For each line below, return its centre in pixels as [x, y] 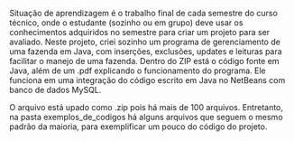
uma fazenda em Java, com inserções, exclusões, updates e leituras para [146, 52]
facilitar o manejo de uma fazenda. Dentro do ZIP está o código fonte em [144, 61]
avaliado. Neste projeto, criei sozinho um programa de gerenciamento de [145, 42]
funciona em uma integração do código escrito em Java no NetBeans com [147, 80]
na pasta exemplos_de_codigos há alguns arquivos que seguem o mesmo [146, 117]
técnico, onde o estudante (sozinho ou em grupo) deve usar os [126, 23]
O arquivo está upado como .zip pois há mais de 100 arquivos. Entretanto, [147, 107]
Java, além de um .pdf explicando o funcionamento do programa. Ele [138, 70]
